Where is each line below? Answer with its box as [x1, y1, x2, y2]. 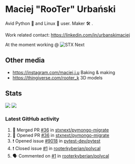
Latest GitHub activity [5, 115, 59, 122]
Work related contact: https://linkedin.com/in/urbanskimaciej [5, 31, 130, 38]
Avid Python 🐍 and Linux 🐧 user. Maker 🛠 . [5, 20, 93, 26]
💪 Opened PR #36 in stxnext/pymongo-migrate [12, 132, 109, 138]
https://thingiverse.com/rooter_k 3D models [12, 74, 103, 80]
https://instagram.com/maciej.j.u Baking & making [12, 69, 115, 75]
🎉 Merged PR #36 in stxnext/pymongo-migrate [12, 126, 109, 133]
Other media [5, 56, 45, 64]
